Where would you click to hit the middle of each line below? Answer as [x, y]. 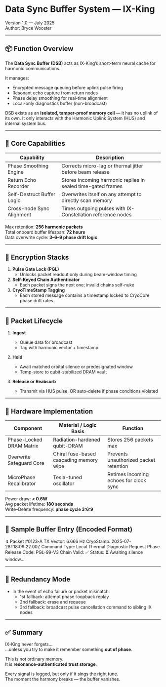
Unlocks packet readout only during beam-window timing [78, 275]
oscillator [64, 484]
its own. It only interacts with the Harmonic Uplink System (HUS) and [75, 118]
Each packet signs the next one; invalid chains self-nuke [77, 285]
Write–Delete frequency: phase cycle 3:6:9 [49, 509]
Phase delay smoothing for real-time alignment [60, 98]
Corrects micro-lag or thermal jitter [102, 165]
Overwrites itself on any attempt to [102, 194]
